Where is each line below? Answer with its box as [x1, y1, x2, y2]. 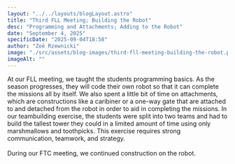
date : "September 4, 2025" [7, 29, 86, 37]
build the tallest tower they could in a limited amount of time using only [7, 119, 211, 128]
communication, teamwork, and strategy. [7, 134, 126, 142]
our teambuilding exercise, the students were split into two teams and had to [7, 112, 228, 120]
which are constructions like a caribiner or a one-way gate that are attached [7, 97, 226, 105]
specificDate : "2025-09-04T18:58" [7, 36, 108, 43]
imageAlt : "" [7, 56, 45, 63]
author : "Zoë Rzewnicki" [7, 43, 80, 50]
